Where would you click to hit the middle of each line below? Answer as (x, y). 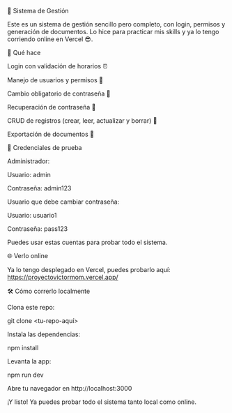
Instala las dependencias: (44, 334)
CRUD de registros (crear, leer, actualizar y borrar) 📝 (82, 121)
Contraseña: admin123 (39, 188)
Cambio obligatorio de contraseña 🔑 (59, 93)
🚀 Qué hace (24, 53)
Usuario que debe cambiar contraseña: (63, 202)
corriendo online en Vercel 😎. (50, 39)
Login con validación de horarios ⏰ (57, 66)
